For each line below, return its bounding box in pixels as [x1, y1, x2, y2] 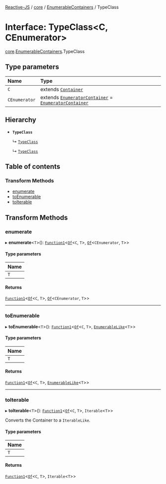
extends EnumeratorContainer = [40, 94, 113, 101]
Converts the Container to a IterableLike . [5, 417, 90, 423]
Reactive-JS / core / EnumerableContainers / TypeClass [5, 4, 119, 10]
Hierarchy [5, 116, 37, 124]
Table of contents [5, 162, 60, 170]
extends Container [40, 86, 83, 93]
